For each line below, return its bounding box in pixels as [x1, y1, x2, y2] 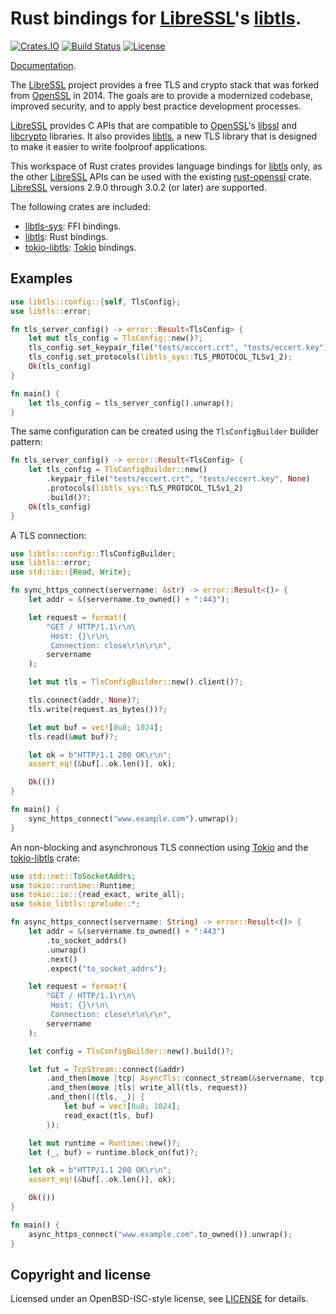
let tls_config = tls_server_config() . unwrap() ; [28, 398, 235, 408]
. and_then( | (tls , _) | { [46, 1092, 145, 1102]
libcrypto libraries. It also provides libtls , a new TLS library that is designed [10, 130, 318, 142]
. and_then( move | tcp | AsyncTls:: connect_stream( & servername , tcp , [46, 1073, 329, 1084]
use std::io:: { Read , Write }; [10, 567, 132, 577]
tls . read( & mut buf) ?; [28, 732, 118, 742]
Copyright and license [10, 1266, 152, 1283]
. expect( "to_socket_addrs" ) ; [46, 963, 168, 974]
